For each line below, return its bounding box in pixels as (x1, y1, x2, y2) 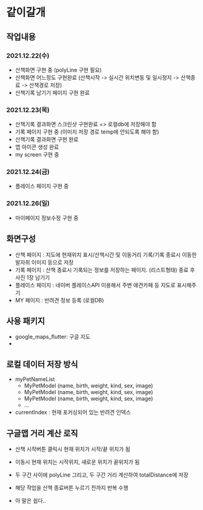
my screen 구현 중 (15, 151, 59, 158)
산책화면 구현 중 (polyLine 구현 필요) (15, 66, 102, 73)
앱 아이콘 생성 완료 (15, 143, 59, 151)
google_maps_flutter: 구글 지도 (15, 333, 91, 341)
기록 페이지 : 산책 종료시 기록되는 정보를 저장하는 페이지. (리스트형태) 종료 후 (15, 266, 195, 273)
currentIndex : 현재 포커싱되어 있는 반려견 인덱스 (15, 409, 131, 416)
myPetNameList (15, 376, 55, 383)
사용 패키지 (6, 316, 45, 326)
